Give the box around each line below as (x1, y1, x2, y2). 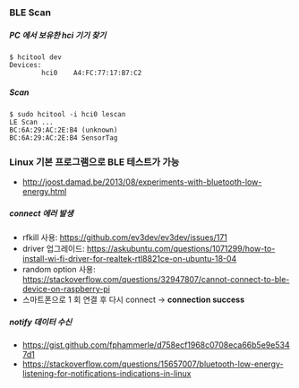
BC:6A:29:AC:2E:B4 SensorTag (9, 133, 118, 142)
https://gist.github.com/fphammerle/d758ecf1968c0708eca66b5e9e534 (21, 340, 290, 350)
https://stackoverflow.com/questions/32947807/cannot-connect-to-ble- (21, 274, 290, 285)
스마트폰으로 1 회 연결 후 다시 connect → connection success (21, 294, 245, 306)
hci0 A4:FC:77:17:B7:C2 (41, 68, 142, 77)
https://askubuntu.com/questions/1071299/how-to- (86, 244, 276, 254)
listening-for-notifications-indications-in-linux (21, 368, 192, 379)
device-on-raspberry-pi (21, 284, 110, 295)
